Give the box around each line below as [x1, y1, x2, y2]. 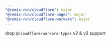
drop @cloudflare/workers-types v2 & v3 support [5, 30, 106, 36]
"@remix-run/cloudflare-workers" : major [5, 16, 91, 21]
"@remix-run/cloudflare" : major [5, 7, 72, 12]
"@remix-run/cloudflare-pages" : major [5, 12, 86, 17]
